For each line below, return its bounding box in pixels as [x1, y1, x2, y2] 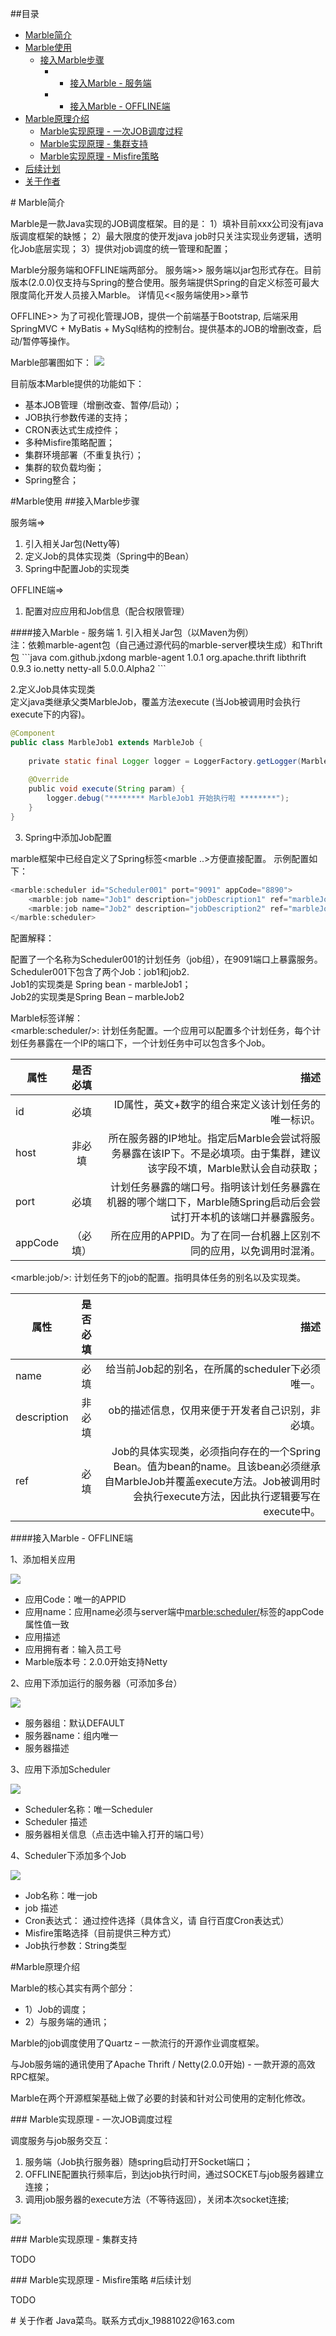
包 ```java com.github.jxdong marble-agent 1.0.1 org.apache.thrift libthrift [10, 652, 307, 663]
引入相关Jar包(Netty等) [24, 538, 121, 549]
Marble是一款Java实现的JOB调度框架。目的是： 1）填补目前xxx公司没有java [10, 218, 324, 229]
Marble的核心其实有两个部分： [10, 1982, 137, 1994]
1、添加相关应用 [10, 1553, 76, 1566]
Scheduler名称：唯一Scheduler [24, 1803, 153, 1816]
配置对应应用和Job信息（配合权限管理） [24, 605, 190, 617]
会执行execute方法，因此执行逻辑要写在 [133, 1490, 321, 1504]
